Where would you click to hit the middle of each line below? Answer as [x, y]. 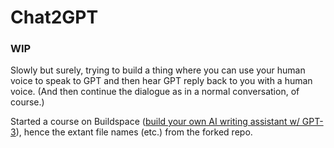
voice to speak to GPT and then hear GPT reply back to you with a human [161, 81]
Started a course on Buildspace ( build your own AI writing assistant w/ [155, 122]
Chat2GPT [54, 17]
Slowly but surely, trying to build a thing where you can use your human [158, 70]
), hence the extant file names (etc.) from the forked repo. [134, 132]
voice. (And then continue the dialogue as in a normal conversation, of [155, 92]
